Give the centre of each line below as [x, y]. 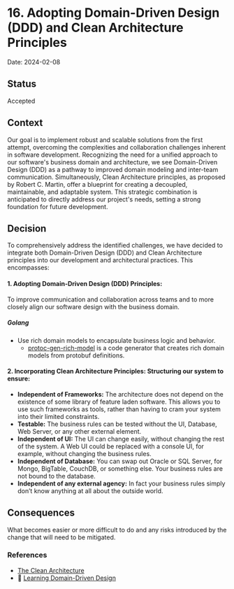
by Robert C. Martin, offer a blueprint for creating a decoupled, [97, 184]
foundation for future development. [58, 206]
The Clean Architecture [51, 570]
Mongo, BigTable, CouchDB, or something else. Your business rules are [120, 468]
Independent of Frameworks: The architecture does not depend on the [120, 394]
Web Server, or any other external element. [79, 431]
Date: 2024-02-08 [34, 62]
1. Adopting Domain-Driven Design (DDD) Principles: [85, 283]
